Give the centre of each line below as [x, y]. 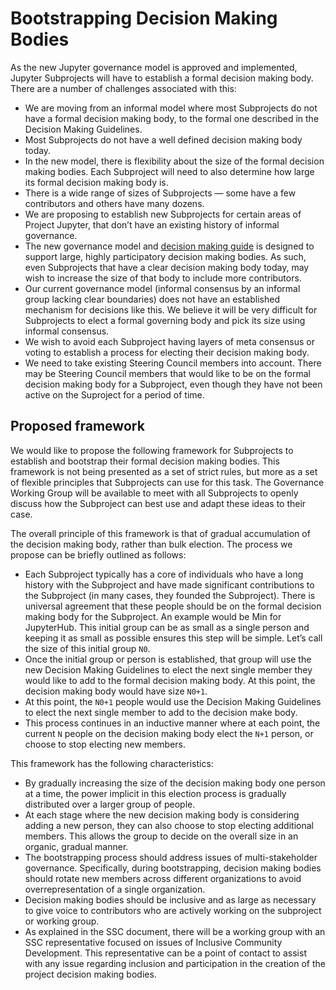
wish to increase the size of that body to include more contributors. [163, 278]
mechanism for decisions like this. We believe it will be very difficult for [171, 309]
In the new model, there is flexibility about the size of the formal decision [174, 161]
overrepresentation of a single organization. [115, 889]
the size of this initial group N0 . [87, 648]
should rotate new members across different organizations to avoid [163, 878]
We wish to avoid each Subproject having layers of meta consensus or [169, 341]
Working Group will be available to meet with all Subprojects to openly [154, 493]
